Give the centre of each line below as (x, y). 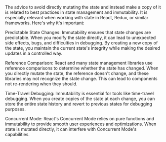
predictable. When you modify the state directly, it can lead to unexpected (81, 37)
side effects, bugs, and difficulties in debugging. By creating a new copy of (82, 43)
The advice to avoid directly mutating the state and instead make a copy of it (83, 7)
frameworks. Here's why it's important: (45, 23)
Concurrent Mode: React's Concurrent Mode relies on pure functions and (80, 119)
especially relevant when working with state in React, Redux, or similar (77, 18)
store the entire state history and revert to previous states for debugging (79, 104)
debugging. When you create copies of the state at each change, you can (80, 99)
